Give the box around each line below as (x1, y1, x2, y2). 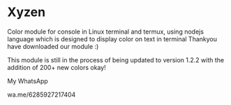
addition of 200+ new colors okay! (7, 63, 106, 71)
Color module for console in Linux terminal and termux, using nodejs (7, 27, 204, 36)
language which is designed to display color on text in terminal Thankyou (7, 34, 218, 43)
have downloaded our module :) (7, 42, 99, 50)
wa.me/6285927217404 (7, 90, 76, 99)
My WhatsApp (7, 76, 49, 85)
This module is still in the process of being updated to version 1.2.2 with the (7, 55, 225, 64)
